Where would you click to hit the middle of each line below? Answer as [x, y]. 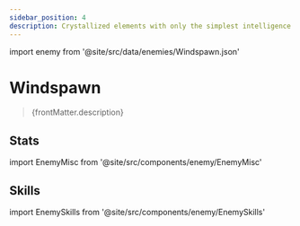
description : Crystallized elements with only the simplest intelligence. [152, 26]
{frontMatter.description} [77, 112]
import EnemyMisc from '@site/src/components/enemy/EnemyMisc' [136, 162]
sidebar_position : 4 [48, 17]
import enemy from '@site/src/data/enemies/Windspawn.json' [124, 51]
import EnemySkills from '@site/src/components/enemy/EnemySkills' [137, 213]
